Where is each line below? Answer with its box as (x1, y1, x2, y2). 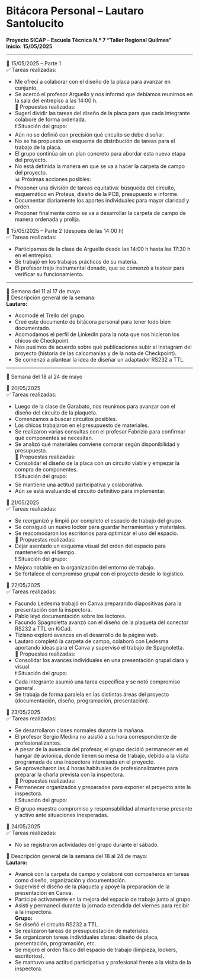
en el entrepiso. (14, 251, 53, 259)
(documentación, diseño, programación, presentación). (14, 697, 150, 704)
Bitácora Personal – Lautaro (6, 4, 144, 18)
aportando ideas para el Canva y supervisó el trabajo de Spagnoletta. (14, 644, 185, 651)
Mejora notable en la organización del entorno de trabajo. (14, 564, 155, 571)
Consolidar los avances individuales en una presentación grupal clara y (14, 656, 189, 663)
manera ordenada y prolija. (14, 216, 81, 223)
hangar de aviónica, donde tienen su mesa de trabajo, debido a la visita (14, 752, 190, 759)
